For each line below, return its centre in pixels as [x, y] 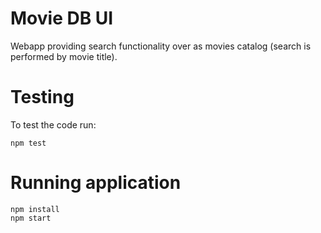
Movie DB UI [62, 18]
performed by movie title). [64, 56]
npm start [31, 218]
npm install [35, 209]
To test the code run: [53, 124]
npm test [28, 143]
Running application [96, 183]
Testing [42, 97]
